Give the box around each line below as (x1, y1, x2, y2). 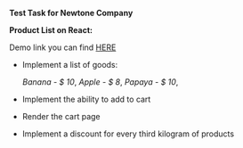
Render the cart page (21, 111, 101, 121)
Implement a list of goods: (21, 60, 118, 70)
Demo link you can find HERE (9, 42, 117, 53)
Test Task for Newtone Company (9, 8, 134, 18)
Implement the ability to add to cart (21, 94, 151, 104)
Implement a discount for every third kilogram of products (21, 128, 234, 139)
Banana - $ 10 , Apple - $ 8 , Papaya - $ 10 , (21, 77, 179, 87)
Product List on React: (9, 25, 93, 35)
